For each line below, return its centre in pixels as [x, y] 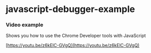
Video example [24, 25]
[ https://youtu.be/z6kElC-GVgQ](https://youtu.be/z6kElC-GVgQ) [73, 45]
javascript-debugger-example [70, 9]
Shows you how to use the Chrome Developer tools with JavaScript [76, 35]
